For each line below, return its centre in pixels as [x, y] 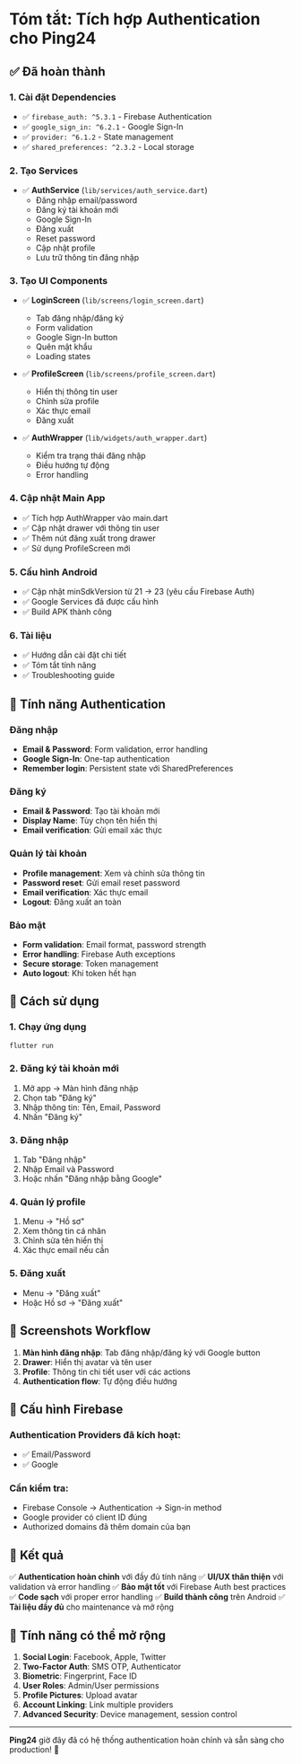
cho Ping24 [53, 38]
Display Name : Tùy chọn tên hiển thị [90, 821]
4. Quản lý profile [47, 1202]
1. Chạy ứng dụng [48, 1027]
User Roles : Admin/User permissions [90, 1686]
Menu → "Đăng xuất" [61, 1292]
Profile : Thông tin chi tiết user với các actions [106, 1372]
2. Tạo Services [44, 171]
